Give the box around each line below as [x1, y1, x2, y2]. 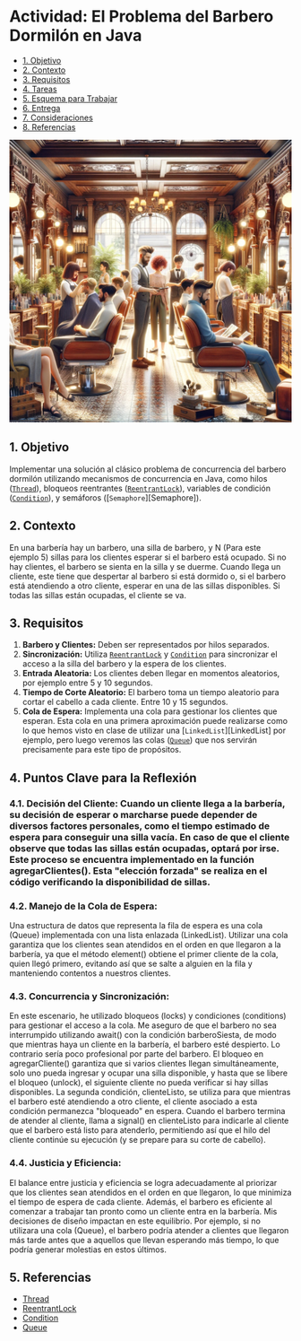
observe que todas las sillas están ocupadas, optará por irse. [9, 841, 279, 854]
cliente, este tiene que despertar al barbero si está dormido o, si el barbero [9, 570, 287, 581]
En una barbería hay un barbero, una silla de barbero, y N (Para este [9, 542, 262, 553]
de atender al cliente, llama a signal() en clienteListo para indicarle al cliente [9, 1115, 289, 1127]
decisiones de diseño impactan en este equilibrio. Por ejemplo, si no [9, 1215, 262, 1226]
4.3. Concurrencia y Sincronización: [9, 989, 170, 1002]
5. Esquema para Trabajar [21, 92, 118, 104]
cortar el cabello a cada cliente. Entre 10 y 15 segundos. [21, 697, 228, 708]
